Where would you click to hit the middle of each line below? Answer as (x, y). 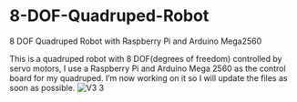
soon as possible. (42, 87)
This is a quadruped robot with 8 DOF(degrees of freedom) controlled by (146, 58)
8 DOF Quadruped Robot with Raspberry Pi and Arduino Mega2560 (136, 41)
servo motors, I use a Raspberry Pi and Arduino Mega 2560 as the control (148, 68)
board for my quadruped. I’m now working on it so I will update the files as (148, 77)
